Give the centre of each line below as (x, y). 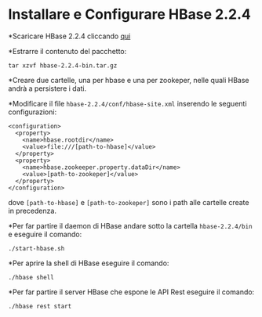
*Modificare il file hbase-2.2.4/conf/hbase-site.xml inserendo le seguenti (127, 103)
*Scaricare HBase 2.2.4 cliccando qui (69, 36)
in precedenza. (33, 211)
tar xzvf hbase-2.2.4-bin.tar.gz (63, 65)
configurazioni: (33, 112)
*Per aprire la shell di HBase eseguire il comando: (89, 263)
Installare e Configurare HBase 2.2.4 (129, 14)
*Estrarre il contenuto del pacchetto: (67, 51)
